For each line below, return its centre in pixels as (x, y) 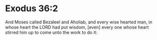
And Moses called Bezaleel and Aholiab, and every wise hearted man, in (79, 22)
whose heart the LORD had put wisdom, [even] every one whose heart (77, 27)
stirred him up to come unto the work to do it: (51, 32)
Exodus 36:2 (32, 9)
